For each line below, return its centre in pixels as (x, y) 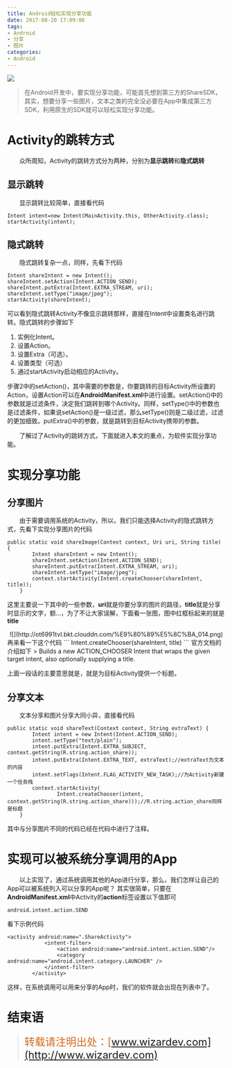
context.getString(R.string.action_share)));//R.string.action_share (110, 802)
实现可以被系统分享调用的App (92, 859)
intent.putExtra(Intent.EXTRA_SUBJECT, (90, 747)
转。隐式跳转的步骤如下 (41, 322)
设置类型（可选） (42, 363)
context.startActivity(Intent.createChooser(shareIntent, (117, 579)
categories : (24, 53)
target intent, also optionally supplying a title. (71, 659)
